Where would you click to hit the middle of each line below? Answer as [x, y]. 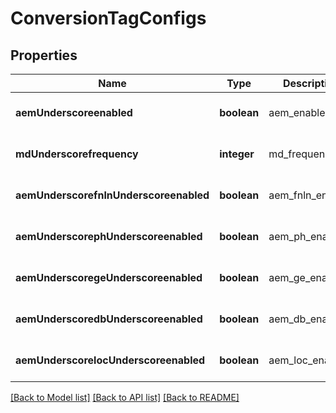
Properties [44, 55]
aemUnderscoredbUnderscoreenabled [109, 319]
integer [237, 154]
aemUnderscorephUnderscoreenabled [109, 236]
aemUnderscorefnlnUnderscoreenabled [112, 195]
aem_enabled [300, 112]
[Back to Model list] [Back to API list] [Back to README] [125, 397]
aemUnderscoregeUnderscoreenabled [109, 277]
